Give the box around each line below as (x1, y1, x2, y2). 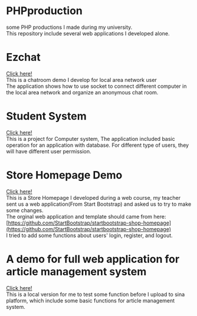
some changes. (6, 206, 44, 213)
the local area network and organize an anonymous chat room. (6, 88, 159, 96)
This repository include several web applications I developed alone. (6, 29, 170, 37)
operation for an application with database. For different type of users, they (6, 141, 189, 149)
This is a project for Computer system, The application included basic (6, 135, 175, 142)
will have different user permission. (6, 147, 91, 154)
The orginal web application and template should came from (6, 213, 152, 220)
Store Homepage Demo (6, 169, 123, 182)
